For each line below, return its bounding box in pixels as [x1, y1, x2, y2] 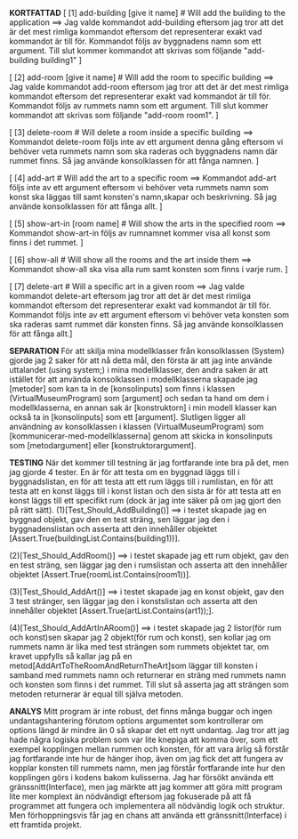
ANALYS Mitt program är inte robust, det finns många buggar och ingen [9, 706, 273, 716]
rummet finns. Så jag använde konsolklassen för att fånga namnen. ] [9, 156, 260, 165]
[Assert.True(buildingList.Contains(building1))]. [9, 533, 181, 544]
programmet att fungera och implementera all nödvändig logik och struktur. [9, 801, 285, 811]
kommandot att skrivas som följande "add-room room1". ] [9, 110, 220, 120]
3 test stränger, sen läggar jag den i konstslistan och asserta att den [9, 596, 258, 606]
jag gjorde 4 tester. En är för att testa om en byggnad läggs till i [9, 467, 240, 477]
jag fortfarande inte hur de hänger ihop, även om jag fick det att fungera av [9, 754, 284, 763]
